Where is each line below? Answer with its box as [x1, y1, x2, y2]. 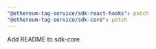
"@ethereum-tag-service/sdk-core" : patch [7, 16, 128, 23]
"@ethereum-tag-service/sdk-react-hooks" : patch [7, 10, 149, 17]
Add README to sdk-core [7, 35, 80, 43]
